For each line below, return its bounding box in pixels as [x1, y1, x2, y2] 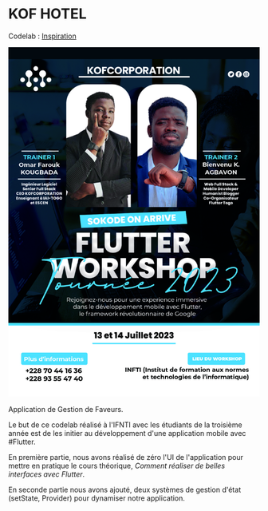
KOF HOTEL [8, 5, 87, 23]
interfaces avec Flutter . [8, 469, 85, 479]
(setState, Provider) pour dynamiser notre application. [8, 493, 186, 503]
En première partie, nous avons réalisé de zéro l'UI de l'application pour [8, 453, 244, 462]
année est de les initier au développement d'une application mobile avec [8, 429, 246, 438]
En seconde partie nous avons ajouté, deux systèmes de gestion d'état [8, 485, 242, 495]
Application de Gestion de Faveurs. [8, 405, 124, 414]
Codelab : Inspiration [8, 31, 77, 41]
